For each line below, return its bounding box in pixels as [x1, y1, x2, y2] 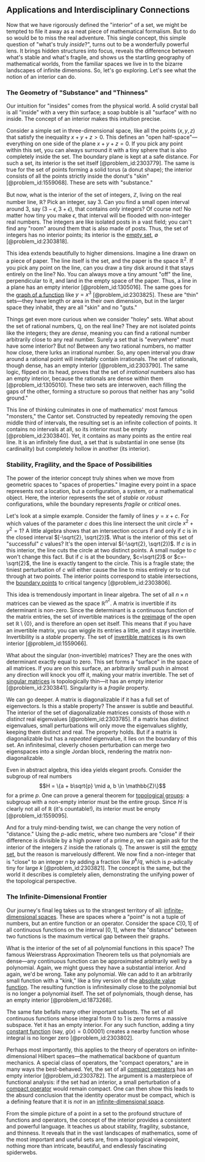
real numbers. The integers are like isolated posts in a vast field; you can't [6, 218, 192, 225]
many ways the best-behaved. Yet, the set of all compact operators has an [6, 1065, 194, 1073]
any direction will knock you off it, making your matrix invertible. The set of [6, 671, 194, 678]
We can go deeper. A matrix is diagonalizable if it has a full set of [6, 696, 170, 703]
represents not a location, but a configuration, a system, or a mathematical [6, 487, 194, 494]
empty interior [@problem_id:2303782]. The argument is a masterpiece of [6, 1072, 193, 1079]
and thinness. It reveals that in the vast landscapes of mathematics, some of [6, 1129, 198, 1136]
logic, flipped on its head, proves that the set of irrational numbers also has [6, 368, 195, 376]
